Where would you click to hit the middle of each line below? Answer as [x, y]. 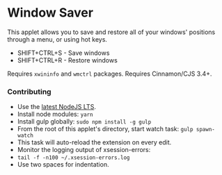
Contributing [29, 92]
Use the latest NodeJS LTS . [56, 107]
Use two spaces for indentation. [63, 165]
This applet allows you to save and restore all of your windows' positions [111, 32]
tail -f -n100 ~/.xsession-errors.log [73, 158]
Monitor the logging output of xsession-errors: [84, 150]
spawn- [206, 130]
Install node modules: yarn [55, 114]
